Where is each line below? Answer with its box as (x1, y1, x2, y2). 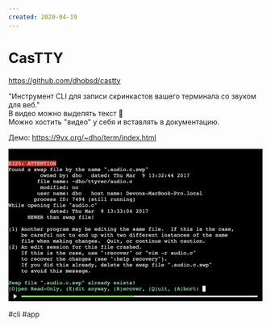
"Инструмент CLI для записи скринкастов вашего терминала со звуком (8, 91, 256, 101)
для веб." (8, 99, 40, 109)
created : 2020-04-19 (8, 13, 78, 21)
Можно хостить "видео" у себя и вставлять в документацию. (8, 117, 220, 127)
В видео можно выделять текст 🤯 (8, 108, 123, 118)
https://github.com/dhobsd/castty (8, 75, 121, 85)
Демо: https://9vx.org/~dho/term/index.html (8, 132, 156, 142)
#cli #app (8, 309, 40, 319)
